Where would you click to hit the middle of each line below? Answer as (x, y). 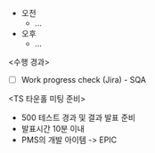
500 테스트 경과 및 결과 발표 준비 (78, 117)
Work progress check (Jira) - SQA (83, 80)
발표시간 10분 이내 (53, 129)
